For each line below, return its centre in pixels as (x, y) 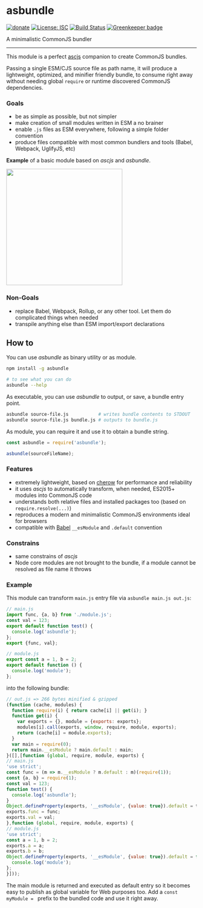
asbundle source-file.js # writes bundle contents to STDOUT (98, 414)
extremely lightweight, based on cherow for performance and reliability (103, 482)
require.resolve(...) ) (43, 508)
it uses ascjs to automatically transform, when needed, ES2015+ (95, 489)
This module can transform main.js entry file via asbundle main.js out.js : (99, 598)
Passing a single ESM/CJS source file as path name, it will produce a (92, 68)
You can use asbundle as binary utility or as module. (72, 358)
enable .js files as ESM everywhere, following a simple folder (92, 129)
